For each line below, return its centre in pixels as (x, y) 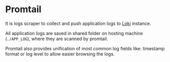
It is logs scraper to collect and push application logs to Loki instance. (78, 23)
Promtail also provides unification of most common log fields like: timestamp (85, 48)
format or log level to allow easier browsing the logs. (60, 54)
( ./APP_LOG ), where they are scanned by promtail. (57, 39)
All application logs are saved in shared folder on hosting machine (74, 33)
